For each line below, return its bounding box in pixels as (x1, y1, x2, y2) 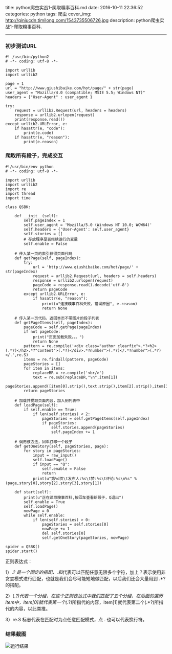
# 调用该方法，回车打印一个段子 (14, 439, 73, 444)
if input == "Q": (32, 462, 70, 467)
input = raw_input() (32, 453, 77, 458)
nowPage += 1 (41, 526, 70, 531)
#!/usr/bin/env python (5, 164, 54, 169)
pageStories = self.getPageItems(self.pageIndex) (41, 416, 150, 421)
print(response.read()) (14, 117, 66, 122)
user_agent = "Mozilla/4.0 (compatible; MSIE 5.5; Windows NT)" (5, 90, 145, 96)
